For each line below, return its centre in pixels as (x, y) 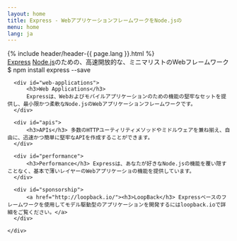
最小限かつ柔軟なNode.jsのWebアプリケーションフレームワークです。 (110, 104)
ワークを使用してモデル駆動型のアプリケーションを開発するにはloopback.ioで (122, 205)
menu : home (23, 27)
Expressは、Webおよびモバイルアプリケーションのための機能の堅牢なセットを (123, 97)
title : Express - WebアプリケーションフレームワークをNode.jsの (95, 20)
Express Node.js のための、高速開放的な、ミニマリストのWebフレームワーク (118, 62)
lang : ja (20, 34)
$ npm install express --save (49, 70)
